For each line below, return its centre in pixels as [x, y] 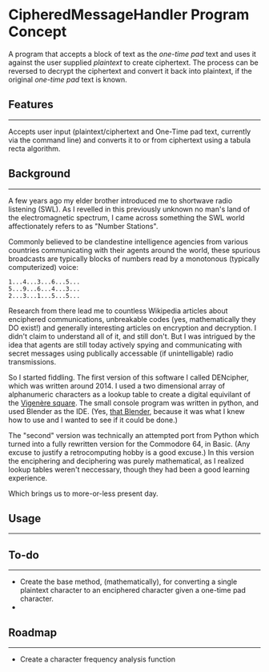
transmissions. [32, 361]
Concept [38, 32]
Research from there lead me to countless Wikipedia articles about [118, 311]
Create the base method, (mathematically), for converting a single [128, 581]
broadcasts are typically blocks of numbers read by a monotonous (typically [134, 259]
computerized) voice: [43, 267]
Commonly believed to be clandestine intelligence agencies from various [128, 241]
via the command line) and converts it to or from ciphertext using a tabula [129, 140]
